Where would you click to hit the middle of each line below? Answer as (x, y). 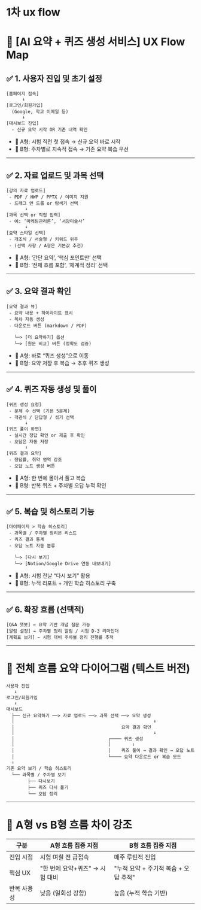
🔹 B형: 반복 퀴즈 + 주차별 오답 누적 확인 (60, 485)
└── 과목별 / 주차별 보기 (39, 775)
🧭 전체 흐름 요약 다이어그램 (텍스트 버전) (98, 669)
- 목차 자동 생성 (27, 319)
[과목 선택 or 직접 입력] (33, 215)
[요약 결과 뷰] (22, 307)
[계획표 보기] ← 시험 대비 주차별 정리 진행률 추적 (60, 638)
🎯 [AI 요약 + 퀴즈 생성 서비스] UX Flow (96, 42)
